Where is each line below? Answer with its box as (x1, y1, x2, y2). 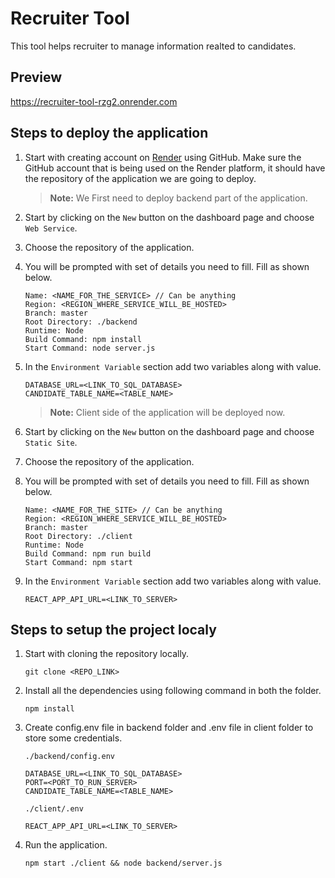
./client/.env (24, 804, 84, 814)
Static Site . (24, 436, 78, 448)
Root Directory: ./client (24, 531, 133, 541)
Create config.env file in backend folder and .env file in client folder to (24, 722, 314, 734)
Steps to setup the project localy (10, 621, 217, 638)
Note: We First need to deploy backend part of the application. (49, 192, 308, 204)
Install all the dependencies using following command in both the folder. (24, 685, 322, 697)
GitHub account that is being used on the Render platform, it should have (24, 162, 326, 174)
